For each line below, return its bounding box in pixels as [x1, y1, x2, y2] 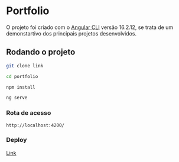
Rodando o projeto [6, 47, 76, 57]
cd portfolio [6, 73, 38, 79]
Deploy [6, 136, 27, 144]
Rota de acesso [6, 109, 51, 117]
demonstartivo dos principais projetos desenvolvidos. [6, 30, 137, 37]
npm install [6, 84, 35, 90]
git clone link [6, 63, 44, 69]
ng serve [6, 95, 28, 101]
